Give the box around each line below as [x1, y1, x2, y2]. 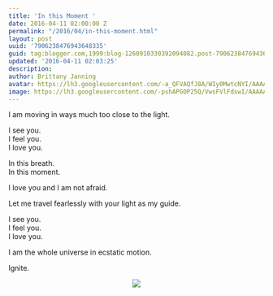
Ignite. [8, 263, 30, 273]
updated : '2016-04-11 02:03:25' [8, 58, 118, 66]
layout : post [8, 34, 53, 43]
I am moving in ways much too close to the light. [8, 110, 171, 120]
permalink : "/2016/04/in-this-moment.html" [8, 27, 158, 35]
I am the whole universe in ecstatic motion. [8, 247, 152, 257]
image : [8, 87, 31, 96]
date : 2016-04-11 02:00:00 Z [8, 20, 107, 28]
